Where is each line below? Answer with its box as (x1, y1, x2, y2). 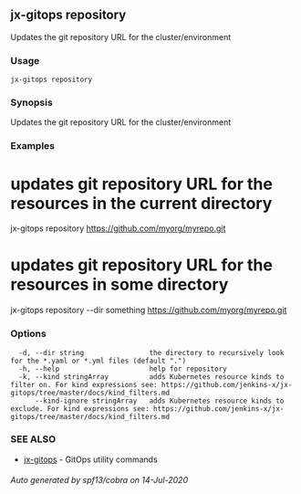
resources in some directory (10, 274, 229, 295)
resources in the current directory (10, 193, 273, 214)
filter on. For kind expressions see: (10, 380, 158, 389)
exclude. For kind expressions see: (10, 404, 150, 414)
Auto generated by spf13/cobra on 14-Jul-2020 (10, 475, 189, 486)
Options (10, 328, 47, 341)
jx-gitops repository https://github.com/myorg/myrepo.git (10, 223, 226, 234)
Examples (10, 140, 56, 152)
